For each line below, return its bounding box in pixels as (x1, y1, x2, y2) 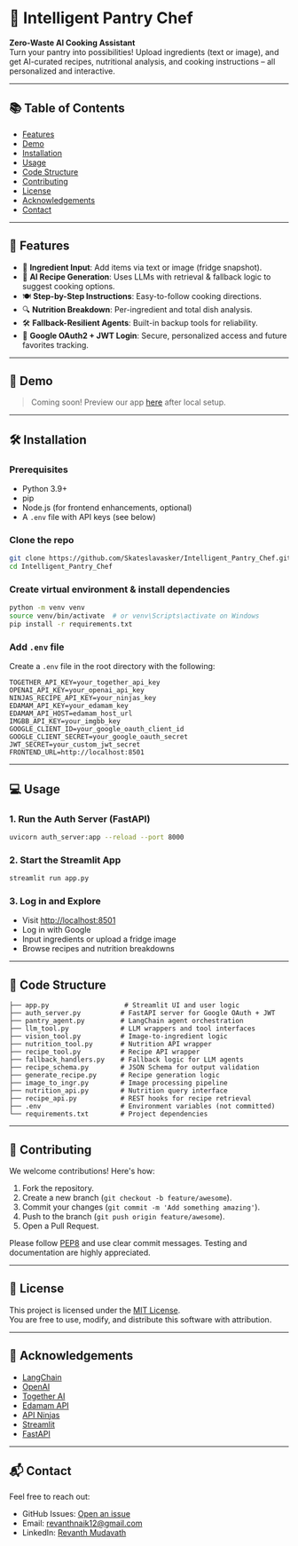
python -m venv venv (9, 603, 86, 612)
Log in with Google (21, 925, 91, 935)
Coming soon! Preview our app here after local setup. (30, 397, 226, 407)
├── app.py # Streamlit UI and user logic (9, 1001, 240, 1010)
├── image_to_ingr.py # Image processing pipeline (9, 1078, 228, 1088)
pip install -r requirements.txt (9, 620, 133, 629)
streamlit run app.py (9, 874, 90, 883)
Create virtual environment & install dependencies (9, 583, 231, 596)
